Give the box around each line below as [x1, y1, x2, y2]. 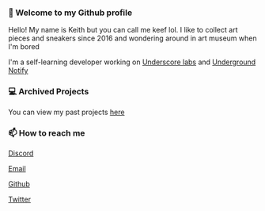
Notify [8, 66, 28, 75]
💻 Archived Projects [8, 86, 89, 98]
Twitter [8, 194, 32, 204]
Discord [8, 148, 34, 158]
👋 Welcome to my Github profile [8, 7, 133, 18]
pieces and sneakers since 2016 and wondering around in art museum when [8, 33, 257, 43]
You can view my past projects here [8, 107, 125, 117]
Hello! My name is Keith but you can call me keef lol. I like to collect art [8, 25, 238, 35]
